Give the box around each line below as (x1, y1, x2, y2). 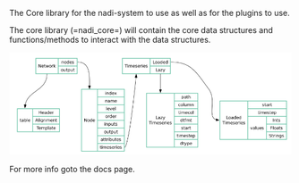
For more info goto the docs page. (9, 163, 136, 174)
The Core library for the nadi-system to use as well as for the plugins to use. (9, 8, 291, 18)
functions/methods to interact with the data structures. (9, 35, 211, 45)
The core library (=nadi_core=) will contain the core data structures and (9, 25, 273, 35)
